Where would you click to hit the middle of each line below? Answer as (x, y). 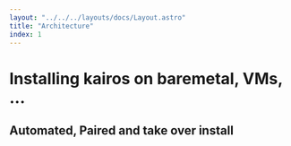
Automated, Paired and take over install (122, 130)
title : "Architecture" (51, 26)
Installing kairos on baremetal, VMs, (146, 78)
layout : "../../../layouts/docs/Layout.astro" (98, 17)
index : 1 (26, 34)
